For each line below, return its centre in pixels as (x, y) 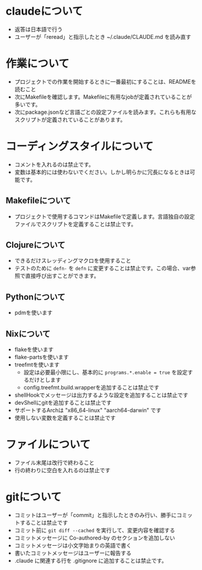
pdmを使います (33, 313)
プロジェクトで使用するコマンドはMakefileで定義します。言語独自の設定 (105, 216)
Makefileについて (38, 201)
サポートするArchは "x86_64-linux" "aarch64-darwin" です (88, 410)
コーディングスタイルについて (80, 147)
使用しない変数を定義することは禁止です (65, 418)
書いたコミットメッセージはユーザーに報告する (73, 553)
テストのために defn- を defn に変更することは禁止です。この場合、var (103, 268)
